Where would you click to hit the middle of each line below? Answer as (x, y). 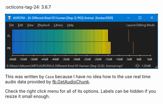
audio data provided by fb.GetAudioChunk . (48, 82)
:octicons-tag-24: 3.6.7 (28, 7)
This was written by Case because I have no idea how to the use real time (78, 76)
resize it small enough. (27, 96)
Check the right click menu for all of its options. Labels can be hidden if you (81, 91)
